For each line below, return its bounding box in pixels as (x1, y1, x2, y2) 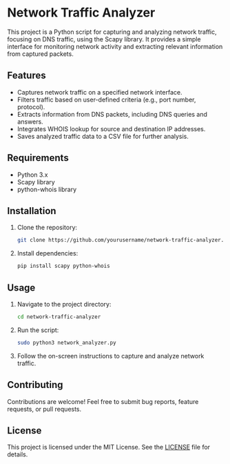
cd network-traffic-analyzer (17, 313, 101, 320)
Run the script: (17, 326, 59, 334)
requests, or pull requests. (7, 405, 82, 413)
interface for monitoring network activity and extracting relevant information (7, 42, 223, 50)
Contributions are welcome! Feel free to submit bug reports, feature (7, 397, 199, 405)
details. (7, 450, 28, 458)
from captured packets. (7, 50, 74, 58)
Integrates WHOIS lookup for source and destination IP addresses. (17, 124, 206, 133)
